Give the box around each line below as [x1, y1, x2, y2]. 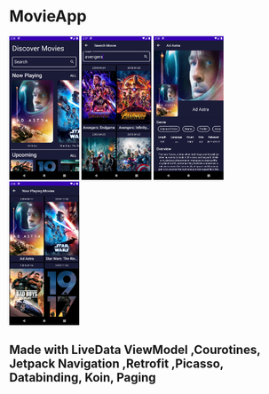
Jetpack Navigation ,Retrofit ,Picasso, [9, 357, 224, 372]
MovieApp [9, 6, 87, 27]
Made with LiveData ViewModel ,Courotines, [9, 343, 261, 358]
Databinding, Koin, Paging [9, 370, 157, 385]
